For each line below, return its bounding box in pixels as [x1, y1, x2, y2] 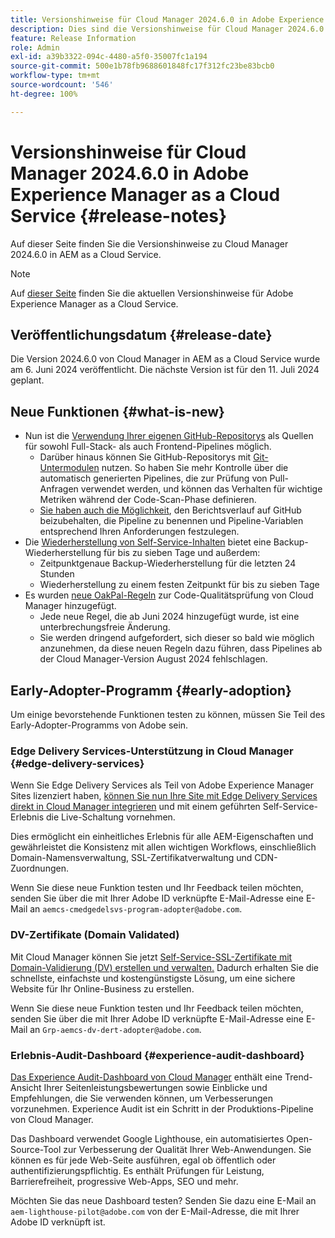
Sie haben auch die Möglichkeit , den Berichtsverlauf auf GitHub [39, 504, 302, 516]
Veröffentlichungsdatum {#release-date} [10, 326, 273, 343]
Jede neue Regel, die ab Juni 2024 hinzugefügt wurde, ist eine [39, 611, 300, 623]
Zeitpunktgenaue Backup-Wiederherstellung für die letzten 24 [39, 557, 297, 570]
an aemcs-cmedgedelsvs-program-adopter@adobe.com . [29, 903, 243, 915]
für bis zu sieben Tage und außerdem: [103, 547, 261, 559]
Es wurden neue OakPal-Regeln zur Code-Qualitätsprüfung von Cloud [24, 589, 314, 601]
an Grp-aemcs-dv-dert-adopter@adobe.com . [29, 1023, 202, 1035]
